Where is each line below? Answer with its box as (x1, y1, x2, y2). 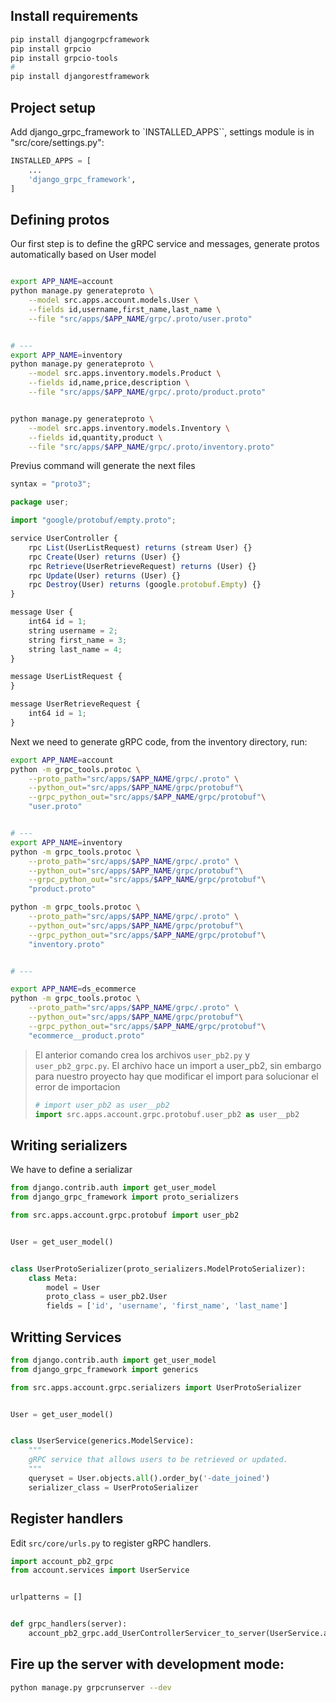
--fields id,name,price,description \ (28, 378, 190, 388)
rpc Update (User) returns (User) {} (28, 570, 182, 581)
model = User (46, 1282, 101, 1293)
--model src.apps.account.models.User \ (28, 295, 199, 306)
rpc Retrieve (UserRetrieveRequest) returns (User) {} (28, 561, 257, 571)
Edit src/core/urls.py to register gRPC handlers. (10, 1537, 212, 1549)
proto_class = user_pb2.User (46, 1292, 168, 1302)
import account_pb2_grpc (10, 1556, 114, 1566)
